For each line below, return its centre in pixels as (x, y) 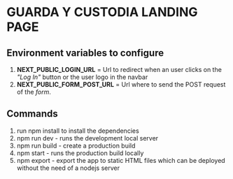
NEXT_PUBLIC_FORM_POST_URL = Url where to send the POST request (121, 84)
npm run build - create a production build (76, 145)
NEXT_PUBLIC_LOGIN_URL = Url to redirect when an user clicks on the (119, 70)
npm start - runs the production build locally (80, 153)
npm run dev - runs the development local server (87, 138)
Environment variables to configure (85, 53)
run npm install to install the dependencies (78, 131)
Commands (33, 114)
